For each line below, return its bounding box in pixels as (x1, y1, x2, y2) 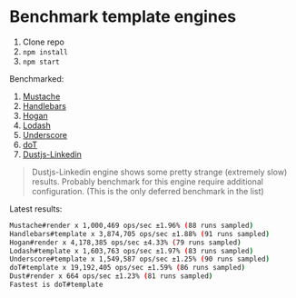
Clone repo (22, 36, 65, 47)
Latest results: (9, 203, 63, 214)
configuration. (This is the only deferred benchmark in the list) (31, 185, 265, 196)
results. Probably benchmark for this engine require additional (31, 175, 263, 187)
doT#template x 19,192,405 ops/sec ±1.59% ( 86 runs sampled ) (9, 263, 246, 273)
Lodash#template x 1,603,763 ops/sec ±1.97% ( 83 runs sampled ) (9, 246, 254, 255)
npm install (22, 47, 68, 56)
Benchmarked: (9, 73, 64, 84)
